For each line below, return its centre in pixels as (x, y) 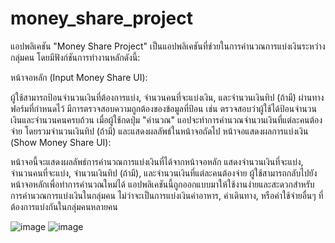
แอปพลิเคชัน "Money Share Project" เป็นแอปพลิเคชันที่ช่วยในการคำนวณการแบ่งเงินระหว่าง (168, 46)
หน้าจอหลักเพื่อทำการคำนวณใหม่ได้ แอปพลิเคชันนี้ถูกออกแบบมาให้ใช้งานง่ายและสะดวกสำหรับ (162, 184)
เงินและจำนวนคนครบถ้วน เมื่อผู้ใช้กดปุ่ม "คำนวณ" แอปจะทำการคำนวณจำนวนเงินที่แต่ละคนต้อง (166, 119)
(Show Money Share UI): (61, 142)
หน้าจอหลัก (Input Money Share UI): (79, 77)
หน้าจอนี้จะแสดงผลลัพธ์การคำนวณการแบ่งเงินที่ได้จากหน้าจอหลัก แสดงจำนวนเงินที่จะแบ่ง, (157, 161)
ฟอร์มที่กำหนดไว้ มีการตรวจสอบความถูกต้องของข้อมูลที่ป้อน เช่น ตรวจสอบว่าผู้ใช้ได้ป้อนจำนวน (163, 108)
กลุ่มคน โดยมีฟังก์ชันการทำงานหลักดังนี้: (75, 57)
